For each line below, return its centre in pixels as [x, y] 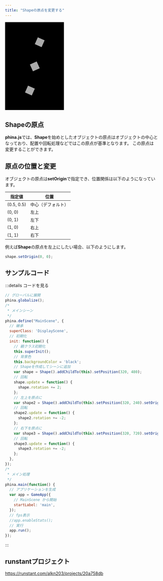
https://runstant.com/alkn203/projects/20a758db [54, 573]
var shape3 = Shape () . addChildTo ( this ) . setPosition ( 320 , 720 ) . [79, 433]
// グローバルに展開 [23, 295]
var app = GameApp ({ [30, 495]
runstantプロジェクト [38, 561]
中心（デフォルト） [49, 204]
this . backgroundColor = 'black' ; [48, 362]
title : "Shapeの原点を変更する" [35, 10]
